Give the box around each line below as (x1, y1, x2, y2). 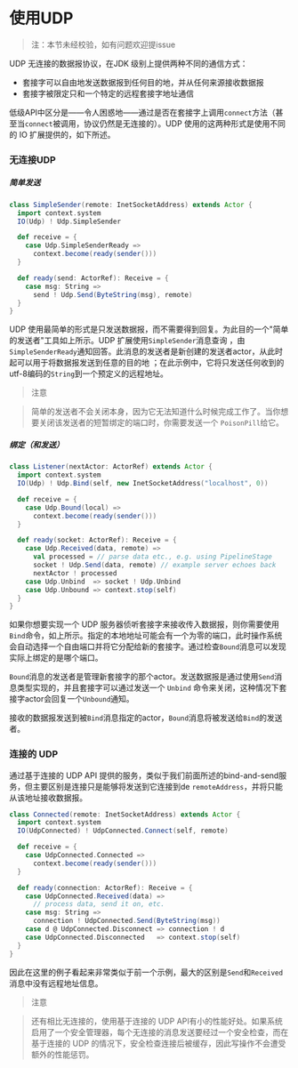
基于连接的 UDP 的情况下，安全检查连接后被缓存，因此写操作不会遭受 (30, 1038, 286, 1048)
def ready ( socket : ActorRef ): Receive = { (17, 535, 177, 545)
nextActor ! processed (32, 568, 117, 578)
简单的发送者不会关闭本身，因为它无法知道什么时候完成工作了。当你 (30, 406, 281, 417)
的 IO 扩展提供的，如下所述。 (9, 129, 116, 140)
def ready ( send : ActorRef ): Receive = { (17, 273, 169, 283)
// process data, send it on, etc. (32, 900, 165, 909)
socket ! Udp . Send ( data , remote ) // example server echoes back (32, 561, 277, 570)
